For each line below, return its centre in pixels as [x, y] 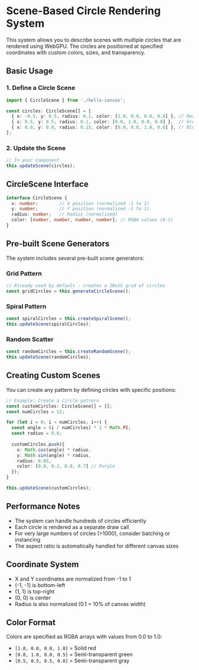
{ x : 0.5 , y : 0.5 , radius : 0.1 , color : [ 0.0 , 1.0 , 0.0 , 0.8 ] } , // [98, 122]
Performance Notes [43, 506]
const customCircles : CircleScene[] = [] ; [59, 406]
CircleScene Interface [47, 184]
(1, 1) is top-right [35, 591]
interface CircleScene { [37, 198]
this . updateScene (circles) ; [41, 166]
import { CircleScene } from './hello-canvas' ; [66, 100]
